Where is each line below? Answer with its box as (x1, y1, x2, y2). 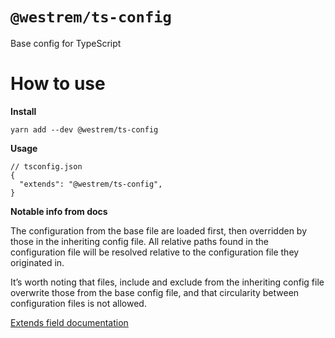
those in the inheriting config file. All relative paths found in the (10, 235, 269, 247)
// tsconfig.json (10, 161, 83, 172)
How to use (10, 73, 106, 95)
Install (10, 105, 37, 117)
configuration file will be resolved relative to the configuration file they (10, 246, 300, 258)
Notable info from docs (10, 205, 108, 217)
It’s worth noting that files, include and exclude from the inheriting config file (10, 276, 325, 288)
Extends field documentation (10, 316, 129, 328)
